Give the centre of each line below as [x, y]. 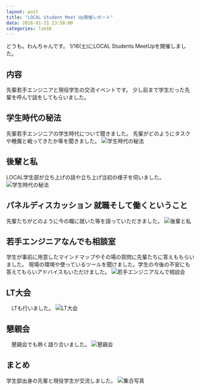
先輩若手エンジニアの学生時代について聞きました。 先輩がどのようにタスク [99, 133]
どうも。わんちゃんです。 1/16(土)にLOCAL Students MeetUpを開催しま [94, 46]
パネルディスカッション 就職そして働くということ [97, 205]
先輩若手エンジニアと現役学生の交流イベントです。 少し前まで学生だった [96, 90]
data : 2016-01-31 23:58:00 [40, 23]
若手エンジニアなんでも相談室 [61, 241]
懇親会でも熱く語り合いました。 [50, 344]
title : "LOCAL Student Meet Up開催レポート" [60, 17]
